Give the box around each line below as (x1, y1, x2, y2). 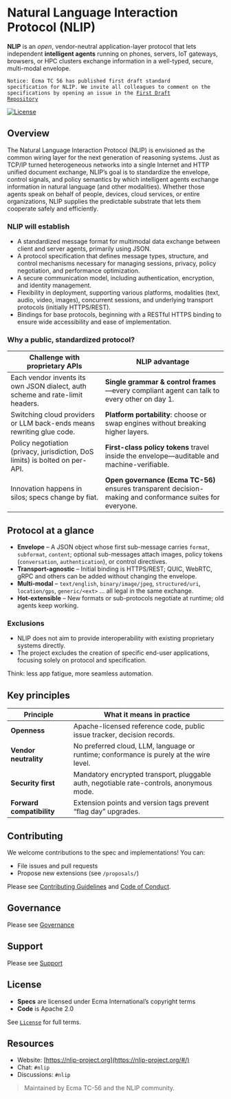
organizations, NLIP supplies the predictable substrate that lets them (7, 197, 201, 205)
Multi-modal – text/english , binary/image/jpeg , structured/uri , (16, 580, 201, 588)
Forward (10, 798, 39, 808)
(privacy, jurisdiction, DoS (10, 447, 94, 457)
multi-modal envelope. (7, 64, 71, 72)
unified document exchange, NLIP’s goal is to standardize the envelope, (7, 167, 210, 176)
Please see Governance (7, 921, 75, 929)
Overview (7, 127, 50, 139)
